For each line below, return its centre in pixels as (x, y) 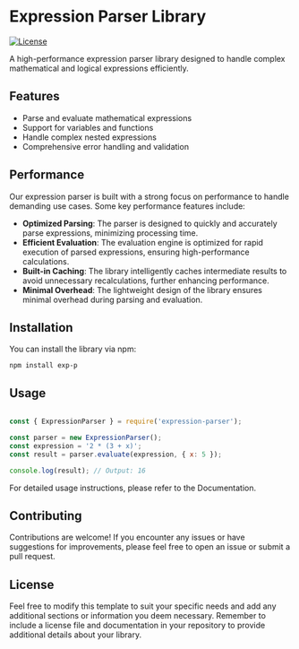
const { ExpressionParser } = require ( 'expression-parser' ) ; (126, 422)
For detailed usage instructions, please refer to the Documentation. (133, 488)
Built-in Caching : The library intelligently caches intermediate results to (154, 271)
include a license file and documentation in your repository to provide (137, 626)
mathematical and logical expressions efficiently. (99, 68)
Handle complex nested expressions (89, 137)
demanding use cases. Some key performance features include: (128, 206)
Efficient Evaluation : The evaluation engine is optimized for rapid (143, 242)
